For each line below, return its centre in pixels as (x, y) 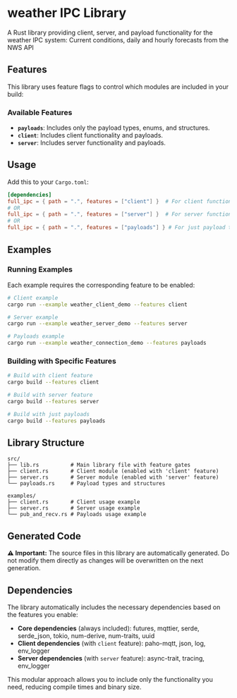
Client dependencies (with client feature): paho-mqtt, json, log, (111, 644)
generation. (24, 568)
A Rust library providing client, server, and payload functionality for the (110, 32)
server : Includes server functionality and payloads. (91, 143)
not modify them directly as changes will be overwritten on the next (105, 561)
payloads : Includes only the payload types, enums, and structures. (114, 128)
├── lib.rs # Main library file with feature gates (99, 465)
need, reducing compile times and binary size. (74, 687)
